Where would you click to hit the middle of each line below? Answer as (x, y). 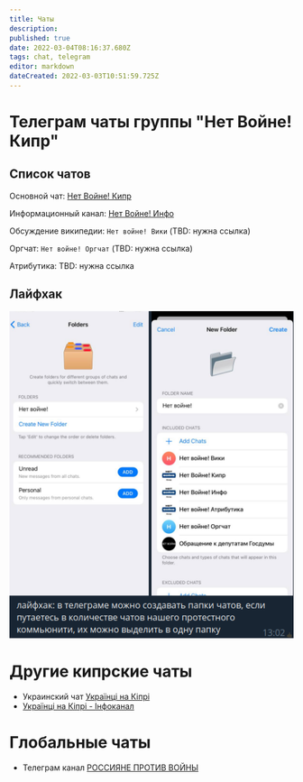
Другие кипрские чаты (101, 672)
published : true (40, 38)
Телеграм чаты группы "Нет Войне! (151, 122)
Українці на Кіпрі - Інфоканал (78, 706)
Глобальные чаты (80, 743)
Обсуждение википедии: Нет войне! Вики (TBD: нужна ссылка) (130, 231)
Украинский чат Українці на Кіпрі (86, 697)
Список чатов (50, 175)
